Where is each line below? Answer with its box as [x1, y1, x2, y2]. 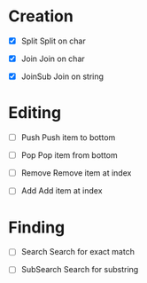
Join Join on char [20, 53, 85, 64]
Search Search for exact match [20, 247, 135, 257]
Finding [8, 217, 66, 237]
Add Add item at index [20, 185, 103, 196]
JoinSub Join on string [20, 71, 104, 82]
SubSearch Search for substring [20, 264, 139, 275]
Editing [8, 103, 62, 123]
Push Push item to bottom [20, 132, 116, 143]
